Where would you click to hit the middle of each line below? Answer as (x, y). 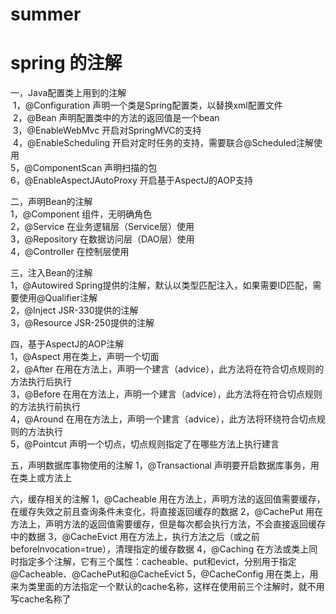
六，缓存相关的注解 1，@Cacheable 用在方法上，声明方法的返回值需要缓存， (168, 499)
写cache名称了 (41, 599)
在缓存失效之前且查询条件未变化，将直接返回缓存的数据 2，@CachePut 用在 (167, 512)
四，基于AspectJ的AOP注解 (67, 344)
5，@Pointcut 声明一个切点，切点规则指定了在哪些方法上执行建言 (145, 444)
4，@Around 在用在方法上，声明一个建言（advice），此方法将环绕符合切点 (163, 419)
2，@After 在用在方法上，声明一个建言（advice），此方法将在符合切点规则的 (167, 369)
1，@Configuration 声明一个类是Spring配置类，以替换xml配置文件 (147, 105)
